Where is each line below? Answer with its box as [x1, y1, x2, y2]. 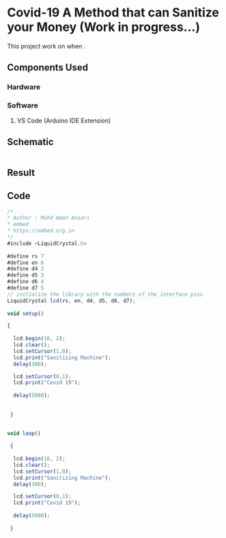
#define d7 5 [7, 285, 44, 292]
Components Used [7, 62, 89, 73]
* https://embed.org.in [7, 227, 75, 234]
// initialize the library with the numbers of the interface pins [7, 291, 203, 298]
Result [7, 166, 36, 179]
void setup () [7, 310, 44, 317]
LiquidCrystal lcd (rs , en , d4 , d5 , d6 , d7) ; [7, 297, 136, 304]
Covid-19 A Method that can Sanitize [7, 5, 220, 21]
